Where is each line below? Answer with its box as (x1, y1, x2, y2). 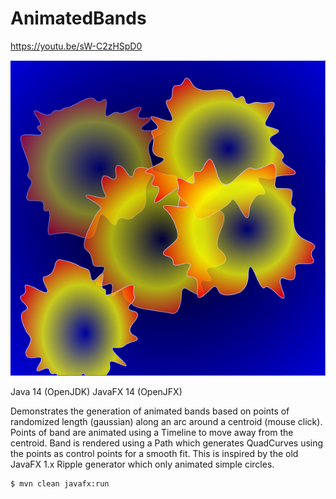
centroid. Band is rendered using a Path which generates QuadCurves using (10, 437, 324, 449)
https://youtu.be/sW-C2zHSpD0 (10, 40, 143, 52)
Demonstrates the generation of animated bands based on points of (10, 405, 290, 417)
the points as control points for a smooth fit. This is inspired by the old (10, 447, 299, 459)
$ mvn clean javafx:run (10, 478, 110, 489)
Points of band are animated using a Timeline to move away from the (10, 426, 294, 438)
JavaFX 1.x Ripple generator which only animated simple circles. (10, 458, 275, 470)
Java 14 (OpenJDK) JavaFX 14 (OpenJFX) (10, 385, 183, 397)
